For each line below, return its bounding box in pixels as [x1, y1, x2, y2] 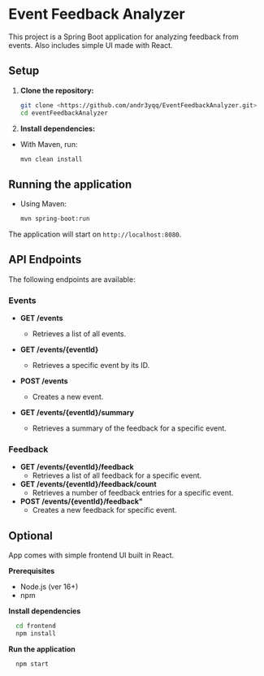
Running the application [8, 177, 132, 191]
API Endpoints [8, 253, 82, 266]
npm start [15, 660, 49, 669]
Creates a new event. [32, 392, 104, 402]
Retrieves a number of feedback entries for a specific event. [32, 488, 234, 498]
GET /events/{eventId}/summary [19, 408, 135, 418]
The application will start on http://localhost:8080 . [8, 229, 182, 240]
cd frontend [15, 622, 57, 630]
